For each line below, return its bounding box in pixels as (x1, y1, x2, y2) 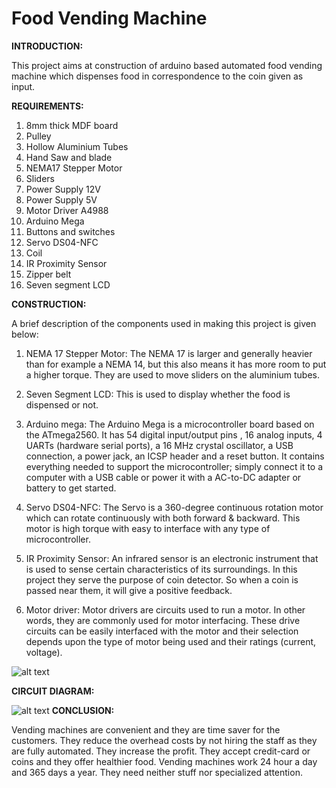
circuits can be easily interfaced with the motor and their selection (25, 625, 299, 637)
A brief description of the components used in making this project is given (11, 317, 317, 329)
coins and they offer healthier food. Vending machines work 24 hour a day (11, 755, 318, 767)
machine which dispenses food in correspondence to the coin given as (11, 70, 304, 82)
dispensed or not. (25, 398, 99, 411)
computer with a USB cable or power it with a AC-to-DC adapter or (25, 471, 302, 483)
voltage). (25, 646, 63, 658)
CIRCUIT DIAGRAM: (11, 685, 95, 697)
